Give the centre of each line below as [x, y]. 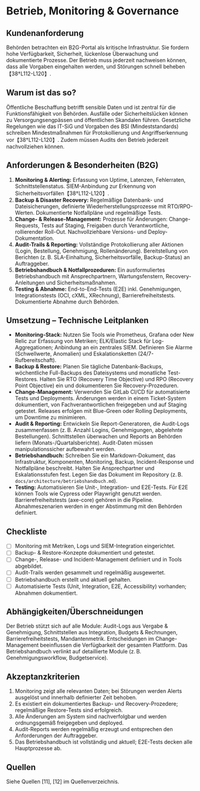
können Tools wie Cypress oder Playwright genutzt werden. [88, 494]
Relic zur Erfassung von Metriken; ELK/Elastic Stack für [83, 341]
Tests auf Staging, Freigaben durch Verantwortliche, [105, 225]
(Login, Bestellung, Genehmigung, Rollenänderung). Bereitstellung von [101, 251]
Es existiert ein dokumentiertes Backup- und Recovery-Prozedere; [96, 704]
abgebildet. [29, 566]
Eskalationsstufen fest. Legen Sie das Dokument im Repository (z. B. [99, 474]
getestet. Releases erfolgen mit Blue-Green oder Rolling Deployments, [101, 411]
